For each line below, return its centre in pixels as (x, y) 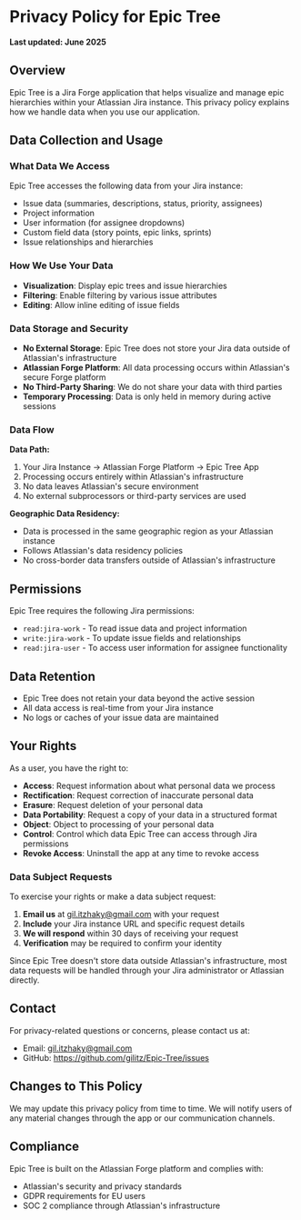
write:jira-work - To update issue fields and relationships (131, 638)
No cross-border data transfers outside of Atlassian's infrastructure (149, 560)
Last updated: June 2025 (58, 42)
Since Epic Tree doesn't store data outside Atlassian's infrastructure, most (149, 961)
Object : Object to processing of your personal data (118, 824)
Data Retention (52, 676)
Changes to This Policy (76, 1087)
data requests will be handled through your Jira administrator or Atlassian (147, 971)
